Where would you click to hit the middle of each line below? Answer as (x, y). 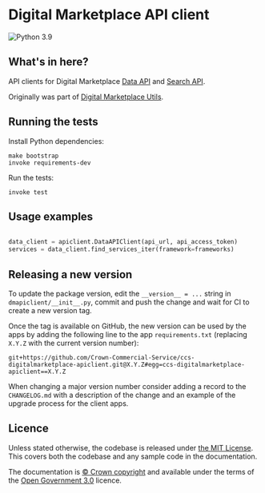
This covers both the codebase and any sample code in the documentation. (133, 456)
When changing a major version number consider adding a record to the (127, 386)
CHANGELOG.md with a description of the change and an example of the (122, 395)
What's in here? (49, 62)
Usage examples (51, 216)
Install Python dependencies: (56, 141)
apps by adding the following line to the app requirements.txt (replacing (128, 334)
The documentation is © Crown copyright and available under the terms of (131, 471)
